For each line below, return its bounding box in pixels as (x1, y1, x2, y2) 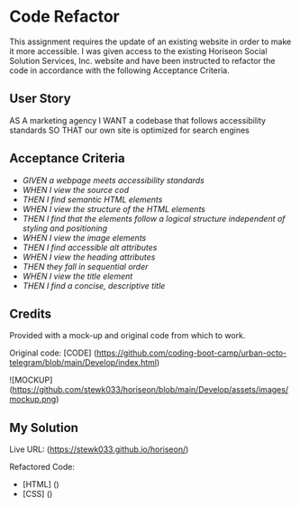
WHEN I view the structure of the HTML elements (22, 203, 205, 214)
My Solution (9, 419, 79, 435)
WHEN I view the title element (22, 271, 133, 281)
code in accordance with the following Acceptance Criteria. (9, 65, 230, 76)
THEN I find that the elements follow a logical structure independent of (22, 213, 286, 224)
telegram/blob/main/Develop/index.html (9, 357, 158, 368)
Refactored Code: (9, 462, 75, 473)
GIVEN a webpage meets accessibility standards (22, 174, 205, 186)
